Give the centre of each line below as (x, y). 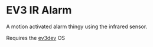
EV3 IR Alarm (39, 10)
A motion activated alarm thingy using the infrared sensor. (77, 26)
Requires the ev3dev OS (36, 38)
